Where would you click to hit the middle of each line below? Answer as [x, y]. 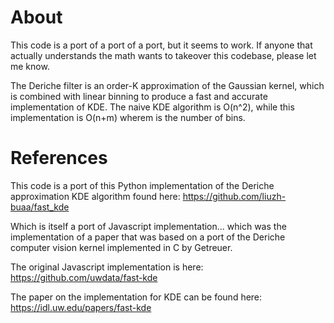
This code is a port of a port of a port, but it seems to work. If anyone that [161, 45]
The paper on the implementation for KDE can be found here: [136, 297]
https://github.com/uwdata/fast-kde [84, 277]
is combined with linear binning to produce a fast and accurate [139, 96]
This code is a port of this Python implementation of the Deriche [142, 185]
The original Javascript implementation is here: [107, 267]
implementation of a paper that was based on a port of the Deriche [148, 237]
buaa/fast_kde [40, 207]
